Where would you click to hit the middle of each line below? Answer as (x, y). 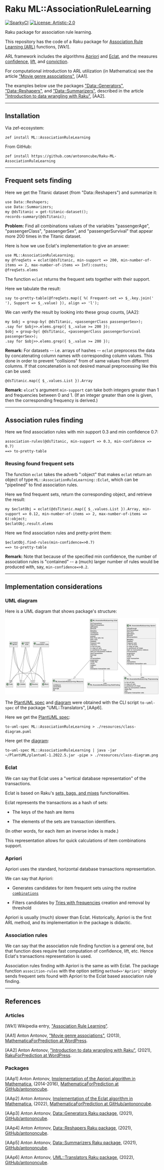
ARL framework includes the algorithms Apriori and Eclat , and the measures (81, 56)
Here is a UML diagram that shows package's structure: (61, 611)
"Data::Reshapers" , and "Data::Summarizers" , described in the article (74, 91)
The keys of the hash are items (43, 812)
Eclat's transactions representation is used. (48, 956)
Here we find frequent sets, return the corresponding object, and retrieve (79, 494)
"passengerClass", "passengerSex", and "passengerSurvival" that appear (79, 231)
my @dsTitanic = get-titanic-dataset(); (47, 212)
